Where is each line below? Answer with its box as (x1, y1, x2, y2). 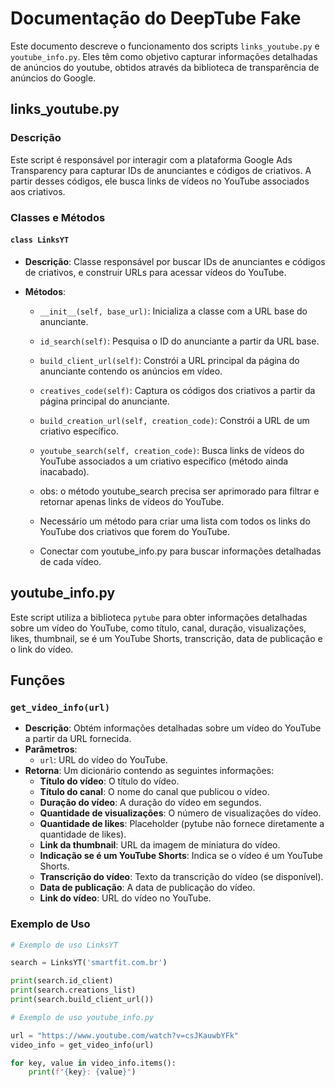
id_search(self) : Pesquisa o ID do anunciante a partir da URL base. (39, 335, 320, 347)
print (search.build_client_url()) (10, 995, 155, 1005)
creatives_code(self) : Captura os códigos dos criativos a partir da (39, 384, 316, 396)
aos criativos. (10, 185, 66, 197)
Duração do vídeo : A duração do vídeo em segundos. (39, 797, 262, 809)
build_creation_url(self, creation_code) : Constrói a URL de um (39, 414, 310, 426)
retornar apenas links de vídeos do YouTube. (39, 495, 225, 507)
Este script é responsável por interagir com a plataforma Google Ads (10, 153, 293, 166)
